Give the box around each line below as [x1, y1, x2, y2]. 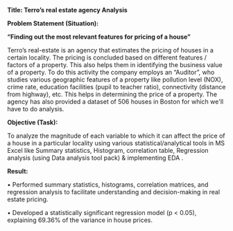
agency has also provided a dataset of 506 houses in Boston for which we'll [7, 98, 224, 106]
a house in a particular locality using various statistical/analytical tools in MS [7, 139, 225, 147]
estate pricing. [7, 195, 49, 203]
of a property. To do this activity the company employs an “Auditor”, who [7, 68, 215, 76]
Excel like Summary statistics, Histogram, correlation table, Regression [7, 147, 209, 154]
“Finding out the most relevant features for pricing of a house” [7, 33, 191, 41]
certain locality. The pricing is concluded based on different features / [7, 53, 207, 62]
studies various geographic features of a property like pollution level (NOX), [7, 75, 223, 84]
